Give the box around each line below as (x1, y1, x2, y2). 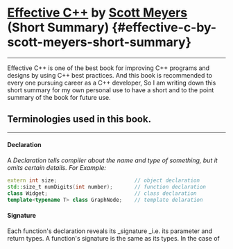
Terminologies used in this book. (7, 113, 151, 126)
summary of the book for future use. (7, 93, 111, 101)
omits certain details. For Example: (7, 163, 106, 171)
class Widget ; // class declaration (7, 189, 197, 197)
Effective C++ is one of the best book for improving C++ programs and (7, 64, 210, 72)
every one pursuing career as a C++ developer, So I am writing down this (7, 78, 216, 87)
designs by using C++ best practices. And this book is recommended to (7, 71, 213, 79)
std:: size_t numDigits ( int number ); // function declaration (7, 183, 207, 190)
